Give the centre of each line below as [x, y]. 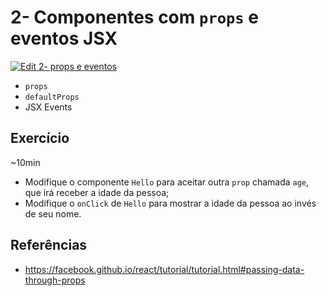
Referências [49, 245]
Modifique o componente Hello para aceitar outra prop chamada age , [167, 182]
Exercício [40, 138]
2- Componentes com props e [134, 17]
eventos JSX [64, 38]
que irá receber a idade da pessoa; [97, 192]
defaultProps [52, 97]
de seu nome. [53, 213]
